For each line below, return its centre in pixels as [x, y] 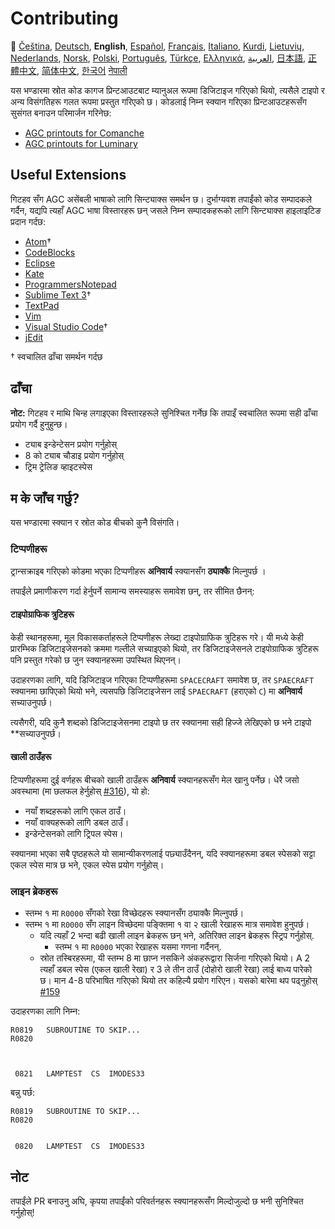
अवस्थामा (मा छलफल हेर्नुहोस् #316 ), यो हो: [80, 791]
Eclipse [40, 263]
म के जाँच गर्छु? [45, 498]
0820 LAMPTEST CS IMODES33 [79, 1147]
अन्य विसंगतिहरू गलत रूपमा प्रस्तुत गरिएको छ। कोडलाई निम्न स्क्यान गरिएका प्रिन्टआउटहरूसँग [158, 101]
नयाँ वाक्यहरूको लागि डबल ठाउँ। [77, 823]
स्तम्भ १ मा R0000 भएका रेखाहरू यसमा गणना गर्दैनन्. [138, 947]
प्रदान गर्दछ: [28, 221]
